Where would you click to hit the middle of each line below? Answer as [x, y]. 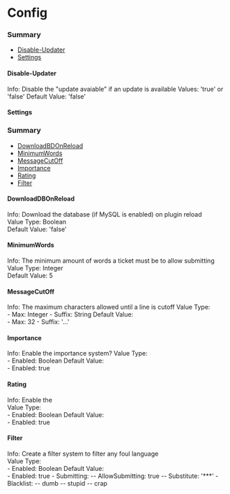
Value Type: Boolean [37, 221]
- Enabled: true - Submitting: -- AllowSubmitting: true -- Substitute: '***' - [113, 476]
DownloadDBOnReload [41, 199]
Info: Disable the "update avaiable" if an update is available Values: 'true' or [115, 89]
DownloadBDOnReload [50, 145]
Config [27, 13]
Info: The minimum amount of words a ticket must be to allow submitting [111, 261]
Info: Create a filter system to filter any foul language [83, 453]
